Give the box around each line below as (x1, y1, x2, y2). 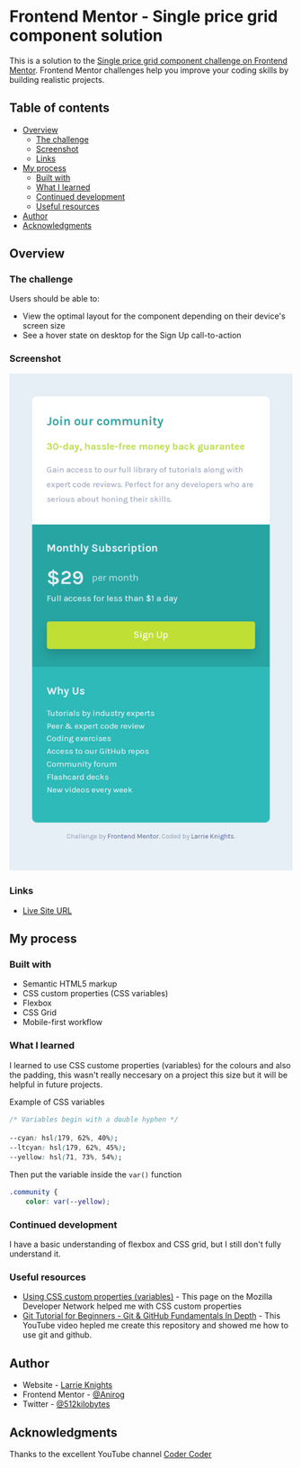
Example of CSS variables (9, 1096, 105, 1107)
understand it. (9, 1248, 61, 1259)
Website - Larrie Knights (22, 1380, 113, 1391)
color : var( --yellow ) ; (25, 1197, 111, 1206)
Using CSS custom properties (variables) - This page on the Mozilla (22, 1292, 273, 1302)
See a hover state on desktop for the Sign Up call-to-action (22, 330, 242, 341)
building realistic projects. (9, 74, 105, 85)
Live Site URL (22, 905, 73, 915)
